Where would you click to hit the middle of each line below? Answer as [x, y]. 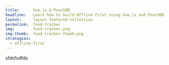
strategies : [18, 39]
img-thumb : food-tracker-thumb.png [44, 34]
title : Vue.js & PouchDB [38, 10]
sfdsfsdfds [17, 58]
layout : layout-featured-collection [49, 19]
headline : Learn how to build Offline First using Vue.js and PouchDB [85, 15]
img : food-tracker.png [38, 29]
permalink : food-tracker [33, 24]
